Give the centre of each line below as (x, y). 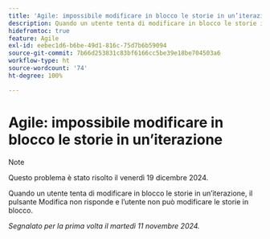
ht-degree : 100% (35, 76)
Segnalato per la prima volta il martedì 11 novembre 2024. (104, 225)
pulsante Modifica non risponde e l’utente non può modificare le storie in (129, 201)
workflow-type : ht (39, 61)
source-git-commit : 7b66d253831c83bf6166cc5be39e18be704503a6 (115, 53)
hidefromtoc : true (39, 31)
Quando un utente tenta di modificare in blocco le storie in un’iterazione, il (131, 193)
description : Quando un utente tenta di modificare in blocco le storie (133, 23)
